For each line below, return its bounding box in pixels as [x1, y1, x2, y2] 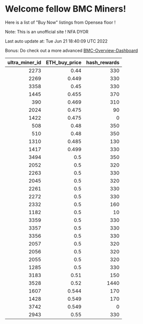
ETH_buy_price [45, 59, 82, 66]
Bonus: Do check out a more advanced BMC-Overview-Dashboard [5, 47, 138, 53]
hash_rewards [86, 59, 120, 66]
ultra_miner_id [7, 59, 42, 66]
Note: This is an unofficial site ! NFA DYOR [5, 29, 88, 34]
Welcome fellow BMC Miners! [5, 3, 127, 15]
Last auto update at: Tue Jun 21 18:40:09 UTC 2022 [5, 38, 108, 44]
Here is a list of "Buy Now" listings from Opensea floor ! [5, 19, 116, 25]
